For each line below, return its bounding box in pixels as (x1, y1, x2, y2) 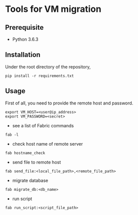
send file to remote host (12, 159, 61, 165)
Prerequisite (5, 23, 44, 32)
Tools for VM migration (5, 3, 101, 15)
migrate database (12, 177, 48, 183)
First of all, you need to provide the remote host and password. (5, 100, 134, 106)
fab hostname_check (5, 150, 46, 156)
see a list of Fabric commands (12, 122, 74, 128)
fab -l (5, 132, 19, 137)
